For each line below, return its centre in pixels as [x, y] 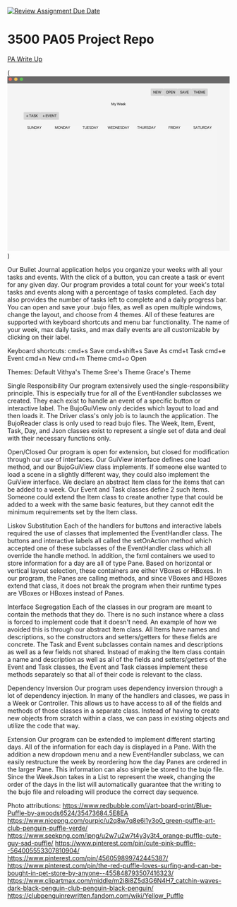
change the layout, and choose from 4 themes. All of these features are [111, 315]
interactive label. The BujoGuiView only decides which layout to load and [113, 408]
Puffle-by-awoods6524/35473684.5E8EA [68, 813]
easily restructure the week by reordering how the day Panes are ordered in [117, 762]
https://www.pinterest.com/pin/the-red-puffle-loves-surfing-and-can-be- [115, 866]
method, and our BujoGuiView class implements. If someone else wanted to [117, 467]
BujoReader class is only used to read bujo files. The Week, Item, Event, [111, 423]
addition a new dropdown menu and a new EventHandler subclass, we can [116, 754]
